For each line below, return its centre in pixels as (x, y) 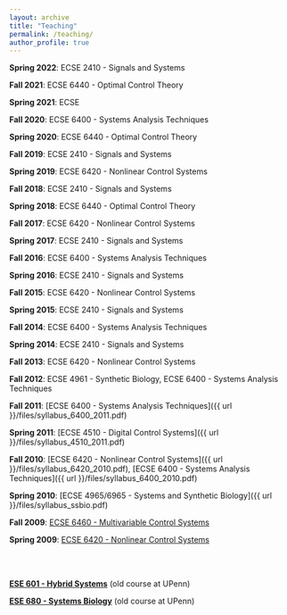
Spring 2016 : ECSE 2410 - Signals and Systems (97, 275)
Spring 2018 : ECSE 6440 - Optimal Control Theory (102, 206)
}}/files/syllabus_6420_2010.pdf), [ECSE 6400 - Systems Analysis (130, 469)
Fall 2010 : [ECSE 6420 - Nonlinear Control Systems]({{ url (116, 460)
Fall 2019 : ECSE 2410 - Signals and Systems (90, 154)
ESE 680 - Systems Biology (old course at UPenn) (102, 601)
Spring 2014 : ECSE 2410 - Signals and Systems (97, 345)
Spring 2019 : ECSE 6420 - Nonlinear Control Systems (108, 171)
